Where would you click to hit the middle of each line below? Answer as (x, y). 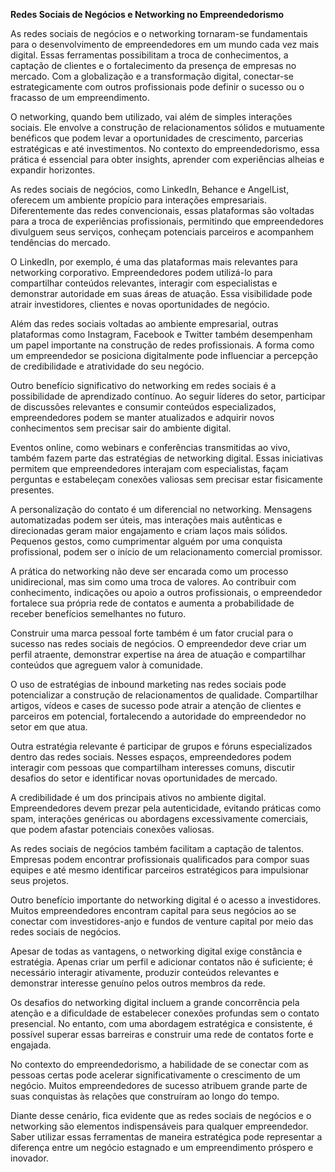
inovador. (29, 1158)
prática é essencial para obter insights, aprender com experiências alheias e (167, 159)
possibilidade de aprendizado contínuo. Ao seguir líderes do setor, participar (168, 396)
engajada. (31, 1045)
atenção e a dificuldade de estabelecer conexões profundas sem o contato (165, 1013)
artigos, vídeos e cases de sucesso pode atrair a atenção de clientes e (156, 705)
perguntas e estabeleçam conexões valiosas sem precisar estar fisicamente (166, 479)
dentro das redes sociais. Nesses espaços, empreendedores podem (151, 757)
